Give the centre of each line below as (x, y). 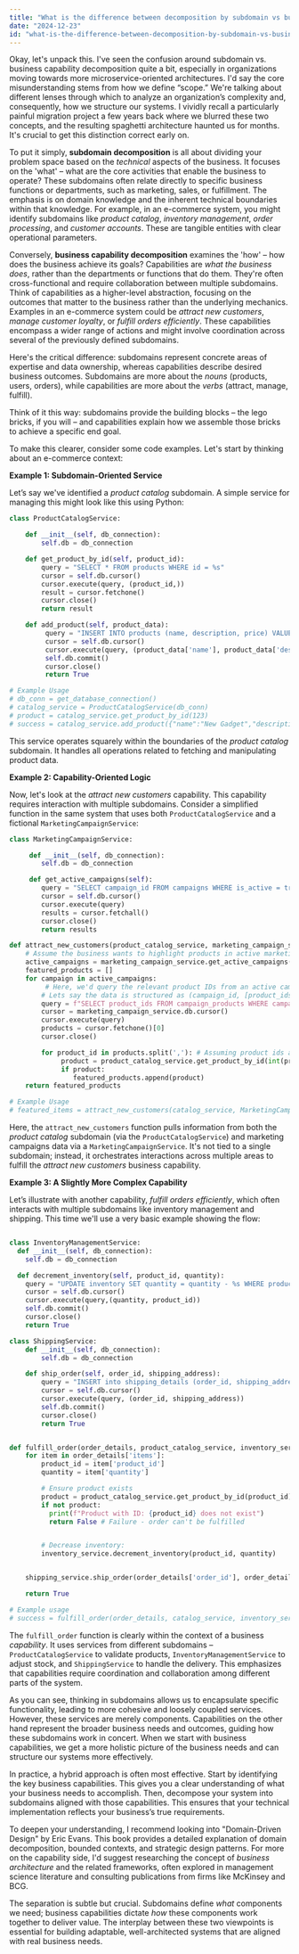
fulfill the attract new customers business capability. (105, 1165)
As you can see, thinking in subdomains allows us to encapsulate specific (144, 1700)
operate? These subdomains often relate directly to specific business (136, 181)
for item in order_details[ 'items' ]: (95, 1456)
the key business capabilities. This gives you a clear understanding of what (147, 1783)
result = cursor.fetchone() (93, 592)
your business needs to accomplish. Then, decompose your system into (141, 1793)
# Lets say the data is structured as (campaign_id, (141, 995)
